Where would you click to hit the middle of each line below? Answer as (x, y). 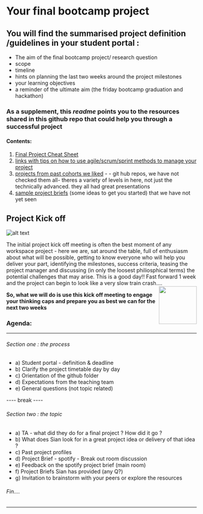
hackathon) (29, 96)
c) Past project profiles (43, 452)
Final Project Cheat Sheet (47, 155)
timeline (25, 70)
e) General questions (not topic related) (64, 388)
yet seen (26, 199)
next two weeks (27, 307)
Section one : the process (38, 344)
